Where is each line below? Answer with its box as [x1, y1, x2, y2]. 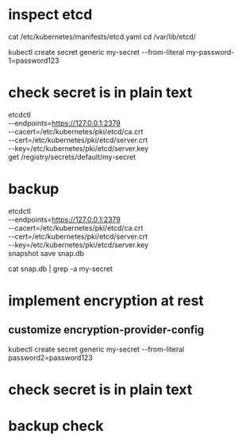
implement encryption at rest [8, 292, 205, 309]
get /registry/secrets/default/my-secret [8, 152, 136, 161]
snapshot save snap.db [8, 248, 85, 258]
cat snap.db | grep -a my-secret [8, 264, 113, 273]
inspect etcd [8, 6, 93, 24]
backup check [8, 417, 104, 435]
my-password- [186, 47, 235, 56]
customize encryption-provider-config [8, 324, 205, 337]
